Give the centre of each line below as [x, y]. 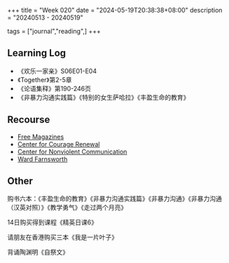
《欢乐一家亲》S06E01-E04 [57, 71]
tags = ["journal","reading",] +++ [54, 31]
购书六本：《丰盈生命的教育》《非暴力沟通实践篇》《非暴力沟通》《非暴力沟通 [114, 198]
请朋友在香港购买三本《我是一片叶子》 [62, 237]
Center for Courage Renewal [58, 144]
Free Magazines [41, 137]
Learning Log [37, 53]
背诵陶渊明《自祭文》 [38, 252]
